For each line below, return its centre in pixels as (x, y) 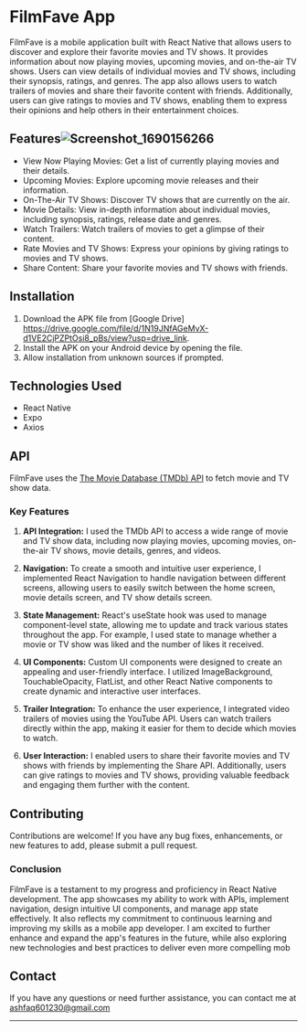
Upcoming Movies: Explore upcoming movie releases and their (141, 180)
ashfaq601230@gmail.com (60, 1008)
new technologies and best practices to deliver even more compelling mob (150, 947)
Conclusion (36, 869)
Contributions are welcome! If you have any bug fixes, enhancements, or (146, 836)
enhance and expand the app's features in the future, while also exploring (148, 938)
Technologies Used (65, 386)
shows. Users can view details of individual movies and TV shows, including (153, 71)
